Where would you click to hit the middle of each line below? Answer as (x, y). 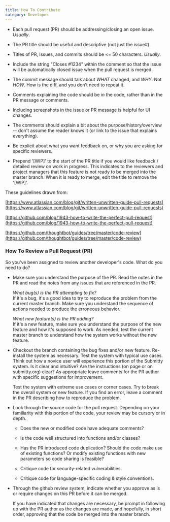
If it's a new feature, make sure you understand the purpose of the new (87, 324)
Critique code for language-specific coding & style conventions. (87, 478)
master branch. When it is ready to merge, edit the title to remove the (85, 177)
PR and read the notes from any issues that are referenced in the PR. (84, 283)
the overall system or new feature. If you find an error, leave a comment (87, 392)
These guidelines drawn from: (37, 192)
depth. (19, 418)
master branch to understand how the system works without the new (85, 335)
